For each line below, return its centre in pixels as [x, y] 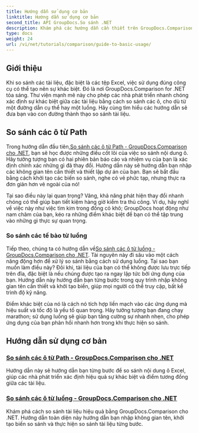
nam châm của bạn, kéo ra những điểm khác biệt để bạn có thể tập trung [95, 214]
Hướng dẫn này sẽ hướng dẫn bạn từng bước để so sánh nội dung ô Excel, [96, 371]
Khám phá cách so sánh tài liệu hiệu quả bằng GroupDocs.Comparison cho [97, 411]
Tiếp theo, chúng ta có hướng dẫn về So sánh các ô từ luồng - [81, 249]
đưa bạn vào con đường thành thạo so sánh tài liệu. [68, 114]
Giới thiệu [24, 68]
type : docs [19, 34]
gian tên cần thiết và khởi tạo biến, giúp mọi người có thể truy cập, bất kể [95, 286]
